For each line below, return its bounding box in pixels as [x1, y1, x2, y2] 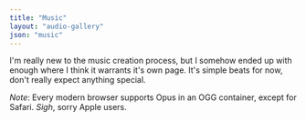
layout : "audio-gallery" [9, 22, 104, 31]
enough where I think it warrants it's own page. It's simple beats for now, [9, 65, 283, 76]
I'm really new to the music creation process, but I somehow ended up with [9, 55, 292, 66]
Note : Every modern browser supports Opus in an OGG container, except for [9, 92, 297, 103]
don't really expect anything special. [9, 75, 146, 86]
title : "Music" [9, 13, 68, 23]
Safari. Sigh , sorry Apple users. [9, 102, 128, 113]
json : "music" [9, 30, 64, 39]
